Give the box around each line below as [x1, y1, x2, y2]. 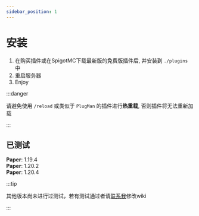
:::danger [6, 90, 29, 97]
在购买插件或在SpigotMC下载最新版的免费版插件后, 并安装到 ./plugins [14, 57, 188, 64]
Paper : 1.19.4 [6, 156, 38, 163]
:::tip [6, 180, 17, 188]
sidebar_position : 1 [6, 8, 58, 15]
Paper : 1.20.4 [6, 169, 39, 176]
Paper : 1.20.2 [6, 163, 39, 170]
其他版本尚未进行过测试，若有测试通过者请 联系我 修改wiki [6, 192, 147, 199]
